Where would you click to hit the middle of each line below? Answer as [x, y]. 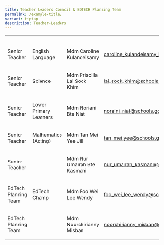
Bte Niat [76, 114]
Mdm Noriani [82, 108]
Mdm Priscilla [82, 75]
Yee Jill [75, 141]
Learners [43, 117]
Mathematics [47, 135]
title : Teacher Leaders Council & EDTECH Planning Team [63, 10]
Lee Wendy [80, 198]
